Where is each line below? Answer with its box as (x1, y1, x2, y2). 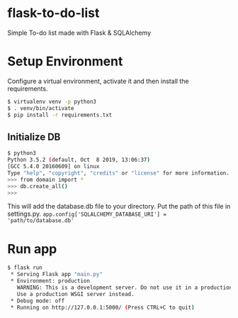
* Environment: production (10, 278, 91, 285)
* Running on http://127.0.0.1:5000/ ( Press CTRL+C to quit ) (10, 304, 195, 311)
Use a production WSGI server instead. (16, 290, 135, 297)
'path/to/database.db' (7, 217, 74, 224)
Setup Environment (7, 53, 123, 70)
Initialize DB (7, 131, 61, 143)
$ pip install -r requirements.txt (7, 111, 113, 119)
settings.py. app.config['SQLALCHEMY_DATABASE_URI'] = (7, 209, 167, 218)
